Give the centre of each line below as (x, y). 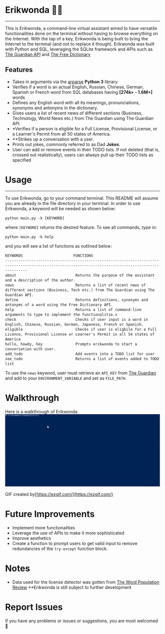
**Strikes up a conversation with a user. (53, 139)
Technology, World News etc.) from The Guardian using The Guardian (83, 118)
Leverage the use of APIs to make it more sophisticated (68, 533)
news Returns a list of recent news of (76, 285)
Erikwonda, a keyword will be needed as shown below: (60, 208)
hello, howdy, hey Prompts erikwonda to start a (71, 344)
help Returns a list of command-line (73, 310)
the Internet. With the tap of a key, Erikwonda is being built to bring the (77, 38)
